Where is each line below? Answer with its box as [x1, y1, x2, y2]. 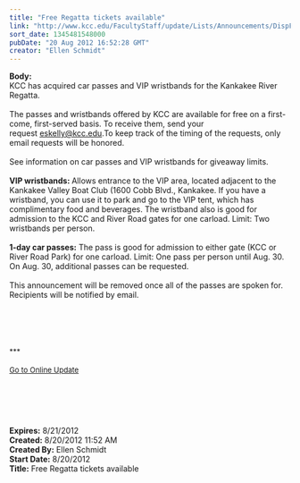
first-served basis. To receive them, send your [34, 118, 204, 130]
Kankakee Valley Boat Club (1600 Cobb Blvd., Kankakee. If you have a [9, 185, 266, 196]
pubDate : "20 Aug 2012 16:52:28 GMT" [9, 38, 150, 47]
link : [9, 21, 29, 30]
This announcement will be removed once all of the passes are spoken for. [9, 280, 284, 291]
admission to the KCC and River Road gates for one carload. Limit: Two [9, 214, 271, 225]
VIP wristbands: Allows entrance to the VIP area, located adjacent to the [9, 175, 277, 186]
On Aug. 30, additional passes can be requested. [9, 261, 189, 272]
